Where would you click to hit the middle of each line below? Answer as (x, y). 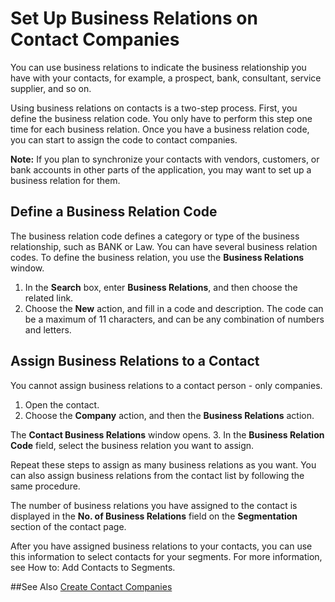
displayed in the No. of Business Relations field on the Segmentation (154, 516)
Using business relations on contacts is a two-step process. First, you (154, 108)
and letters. (48, 329)
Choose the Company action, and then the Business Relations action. (169, 415)
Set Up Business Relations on (134, 18)
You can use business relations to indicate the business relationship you (158, 67)
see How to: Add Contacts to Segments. (93, 567)
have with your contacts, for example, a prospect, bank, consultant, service (166, 78)
